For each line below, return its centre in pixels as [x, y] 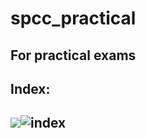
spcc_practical [73, 18]
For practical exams [73, 55]
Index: [30, 88]
